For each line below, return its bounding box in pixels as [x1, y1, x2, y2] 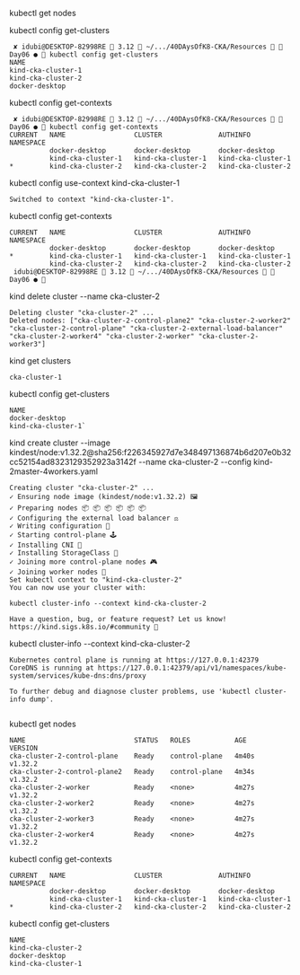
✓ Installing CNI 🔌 [9, 540, 83, 549]
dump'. [29, 695, 54, 704]
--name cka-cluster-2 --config [137, 457, 251, 467]
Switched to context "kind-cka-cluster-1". [9, 195, 175, 204]
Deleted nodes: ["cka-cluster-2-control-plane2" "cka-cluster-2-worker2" [9, 316, 292, 325]
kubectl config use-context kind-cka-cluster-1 [9, 178, 180, 188]
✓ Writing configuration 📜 [9, 522, 110, 531]
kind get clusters [9, 356, 72, 366]
